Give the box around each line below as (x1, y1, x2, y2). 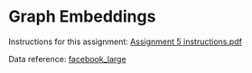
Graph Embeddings (8, 6, 156, 27)
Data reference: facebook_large (8, 53, 127, 64)
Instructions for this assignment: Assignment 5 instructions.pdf (8, 36, 243, 47)
